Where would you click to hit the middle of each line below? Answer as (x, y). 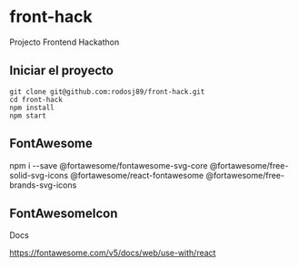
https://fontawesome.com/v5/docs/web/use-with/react (113, 253)
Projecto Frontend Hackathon (65, 42)
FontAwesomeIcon (64, 213)
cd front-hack (36, 99)
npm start (28, 116)
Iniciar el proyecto (61, 71)
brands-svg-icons (43, 185)
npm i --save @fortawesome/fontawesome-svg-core (109, 165)
